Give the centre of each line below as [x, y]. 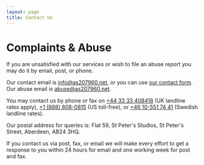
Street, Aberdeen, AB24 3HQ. [43, 132]
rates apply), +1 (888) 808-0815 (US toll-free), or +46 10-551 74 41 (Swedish [102, 107]
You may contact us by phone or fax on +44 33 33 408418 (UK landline [96, 101]
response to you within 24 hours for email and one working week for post [98, 150]
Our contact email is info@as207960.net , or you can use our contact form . [100, 82]
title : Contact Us [30, 18]
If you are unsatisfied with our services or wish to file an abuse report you [99, 64]
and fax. [17, 157]
